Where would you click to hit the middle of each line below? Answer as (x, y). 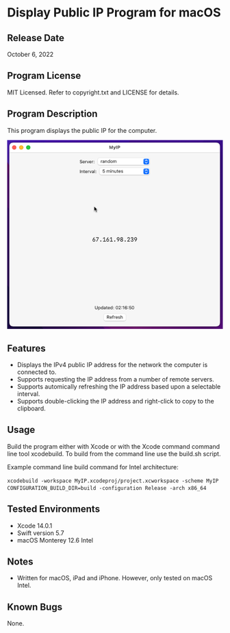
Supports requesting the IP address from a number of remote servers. (115, 380)
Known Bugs (35, 607)
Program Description (52, 114)
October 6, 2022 (30, 54)
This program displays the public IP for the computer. (82, 130)
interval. (28, 394)
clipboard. (31, 408)
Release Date (36, 38)
